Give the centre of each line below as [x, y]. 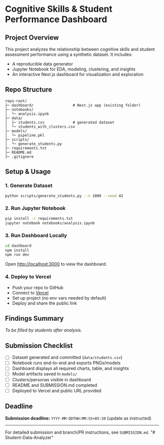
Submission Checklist [39, 345]
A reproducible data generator [42, 64]
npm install [17, 250]
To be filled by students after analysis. [43, 330]
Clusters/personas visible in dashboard [51, 379]
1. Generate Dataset [29, 186]
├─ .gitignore [20, 157]
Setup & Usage [28, 172]
